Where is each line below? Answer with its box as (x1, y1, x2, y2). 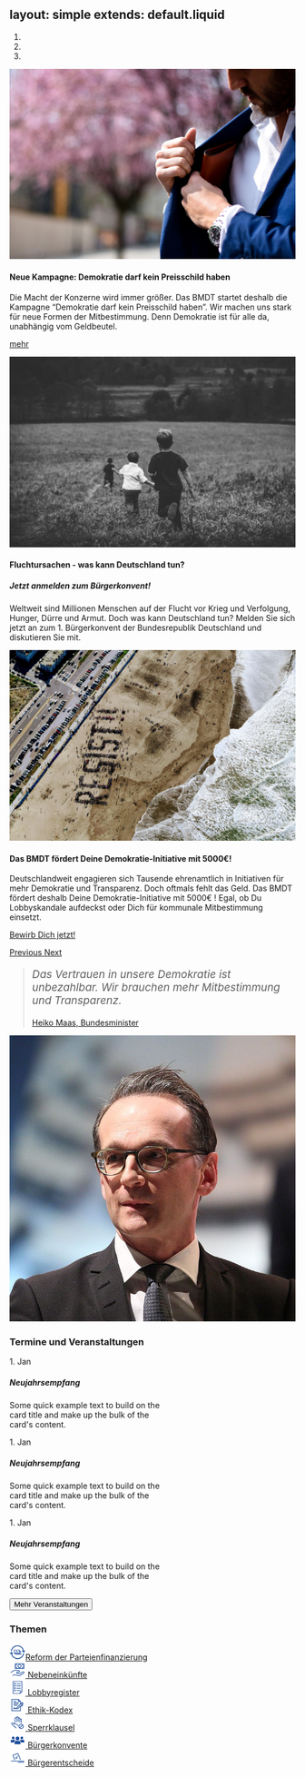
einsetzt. (9, 912, 43, 923)
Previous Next (9, 947, 63, 958)
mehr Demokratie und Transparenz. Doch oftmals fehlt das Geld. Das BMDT (9, 883, 293, 893)
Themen (9, 1623, 47, 1635)
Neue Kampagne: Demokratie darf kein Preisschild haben (9, 271, 231, 282)
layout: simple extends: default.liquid (9, 7, 225, 23)
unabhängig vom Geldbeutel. (9, 321, 118, 331)
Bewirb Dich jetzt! (9, 930, 76, 941)
